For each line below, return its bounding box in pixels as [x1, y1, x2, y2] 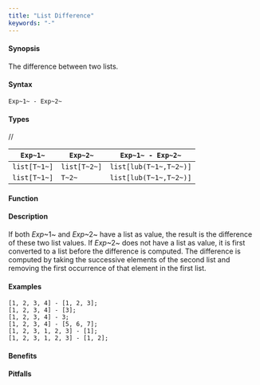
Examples [8, 281, 42, 291]
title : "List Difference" [8, 11, 94, 20]
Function [8, 193, 38, 203]
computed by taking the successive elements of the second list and [8, 254, 230, 264]
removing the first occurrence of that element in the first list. [8, 263, 207, 273]
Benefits [8, 351, 37, 360]
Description [8, 212, 49, 222]
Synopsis [8, 44, 41, 53]
